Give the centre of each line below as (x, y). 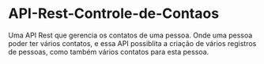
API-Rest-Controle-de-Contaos (114, 14)
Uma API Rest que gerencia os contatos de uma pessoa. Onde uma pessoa (130, 35)
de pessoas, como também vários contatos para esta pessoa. (109, 52)
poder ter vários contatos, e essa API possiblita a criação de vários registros (132, 43)
